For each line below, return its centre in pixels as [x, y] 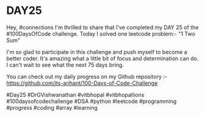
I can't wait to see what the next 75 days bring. [65, 65]
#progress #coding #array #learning [52, 107]
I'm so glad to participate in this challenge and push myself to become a [97, 52]
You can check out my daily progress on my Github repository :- [87, 76]
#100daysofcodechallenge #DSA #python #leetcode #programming [92, 101]
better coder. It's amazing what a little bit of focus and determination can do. [103, 58]
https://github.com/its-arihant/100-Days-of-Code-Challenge [82, 83]
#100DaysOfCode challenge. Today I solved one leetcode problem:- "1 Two [101, 33]
